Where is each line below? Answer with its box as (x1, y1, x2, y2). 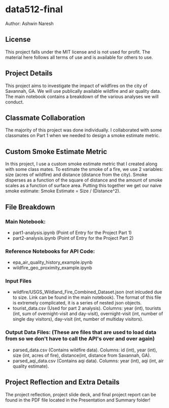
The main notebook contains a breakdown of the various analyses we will (5, 93, 159, 99)
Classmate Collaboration (5, 113, 85, 122)
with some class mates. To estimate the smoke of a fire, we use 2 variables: (5, 166, 163, 172)
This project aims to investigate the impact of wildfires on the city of (5, 83, 148, 89)
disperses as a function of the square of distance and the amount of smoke (5, 177, 163, 183)
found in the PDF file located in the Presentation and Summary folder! (5, 397, 151, 403)
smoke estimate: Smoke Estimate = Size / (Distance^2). (5, 188, 121, 194)
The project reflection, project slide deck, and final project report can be (5, 391, 156, 397)
